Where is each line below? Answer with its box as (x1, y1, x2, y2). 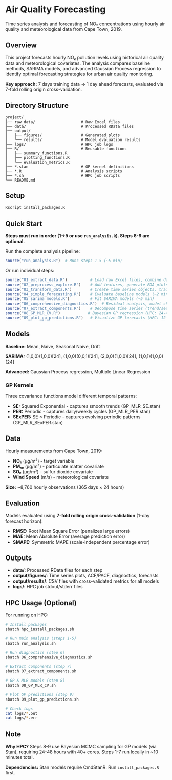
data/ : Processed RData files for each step (12, 567, 103, 573)
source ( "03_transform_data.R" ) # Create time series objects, (5, 287, 157, 292)
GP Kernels (5, 381, 34, 388)
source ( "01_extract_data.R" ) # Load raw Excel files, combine (5, 277, 161, 283)
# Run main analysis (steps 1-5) (5, 636, 77, 641)
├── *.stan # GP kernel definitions (5, 164, 134, 169)
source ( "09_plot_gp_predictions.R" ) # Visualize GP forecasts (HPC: (5, 315, 159, 321)
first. (5, 770, 15, 776)
